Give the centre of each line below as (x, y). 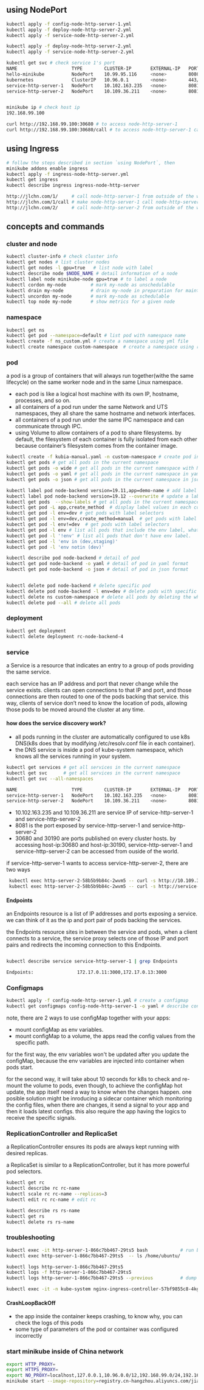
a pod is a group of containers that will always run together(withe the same (100, 376)
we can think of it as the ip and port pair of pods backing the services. (94, 920)
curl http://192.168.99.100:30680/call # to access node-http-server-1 (99, 130)
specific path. (32, 1043)
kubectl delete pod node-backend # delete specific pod (78, 586)
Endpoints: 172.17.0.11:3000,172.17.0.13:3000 (87, 973)
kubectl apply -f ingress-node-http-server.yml (68, 174)
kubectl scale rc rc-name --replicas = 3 (57, 1194)
